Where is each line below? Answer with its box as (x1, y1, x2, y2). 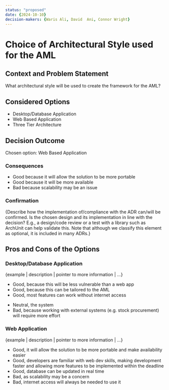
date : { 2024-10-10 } (5, 12, 47, 17)
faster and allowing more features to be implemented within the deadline (12, 363, 164, 369)
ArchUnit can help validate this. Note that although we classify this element (5, 225, 162, 231)
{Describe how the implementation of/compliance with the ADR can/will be (5, 208, 161, 215)
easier (12, 352, 26, 358)
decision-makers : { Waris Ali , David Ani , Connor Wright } (5, 17, 130, 22)
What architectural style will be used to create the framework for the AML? (5, 83, 161, 89)
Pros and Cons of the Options (5, 245, 100, 253)
